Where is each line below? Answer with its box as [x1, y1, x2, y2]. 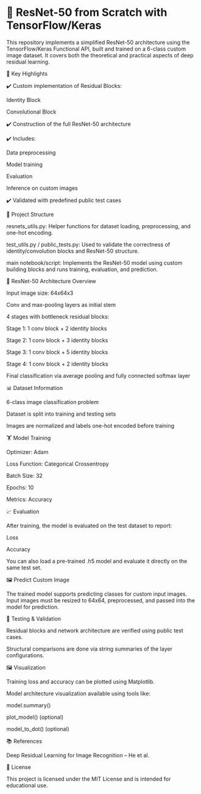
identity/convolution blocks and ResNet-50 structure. [6, 247, 139, 254]
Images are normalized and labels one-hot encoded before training [6, 422, 175, 429]
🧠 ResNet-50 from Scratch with [6, 5, 167, 20]
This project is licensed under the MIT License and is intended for [6, 775, 171, 782]
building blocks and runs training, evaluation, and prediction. [6, 265, 158, 273]
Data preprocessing [6, 149, 56, 156]
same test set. [6, 564, 42, 571]
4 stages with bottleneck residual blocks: [6, 312, 110, 320]
